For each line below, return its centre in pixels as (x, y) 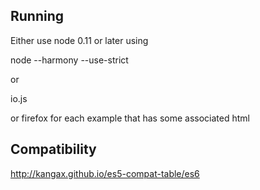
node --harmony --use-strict (69, 60)
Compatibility (53, 149)
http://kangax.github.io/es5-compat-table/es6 (105, 173)
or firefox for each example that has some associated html (130, 118)
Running (37, 16)
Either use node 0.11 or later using (79, 40)
